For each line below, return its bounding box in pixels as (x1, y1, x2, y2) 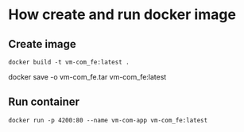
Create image (8, 37, 77, 51)
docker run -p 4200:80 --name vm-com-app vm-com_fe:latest (8, 116, 208, 124)
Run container (8, 95, 80, 109)
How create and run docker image (8, 6, 237, 24)
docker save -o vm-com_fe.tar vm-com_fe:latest (8, 72, 167, 81)
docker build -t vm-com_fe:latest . (8, 58, 130, 66)
